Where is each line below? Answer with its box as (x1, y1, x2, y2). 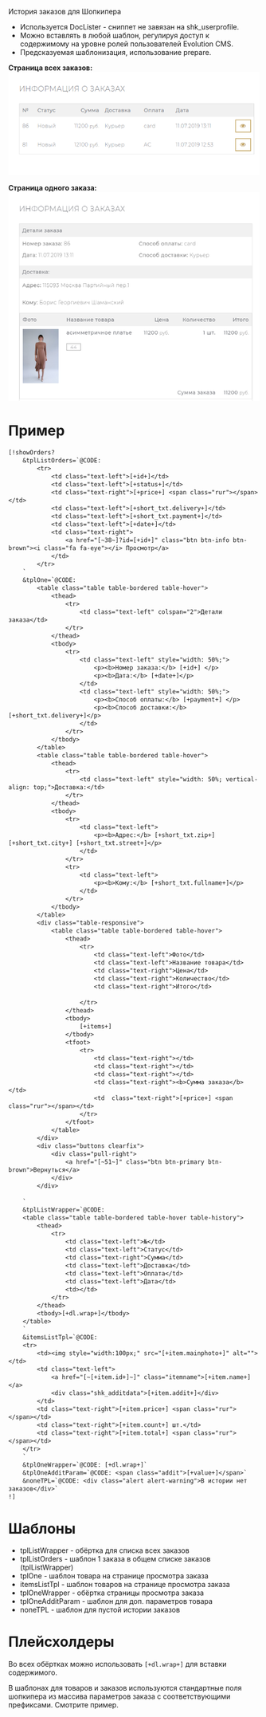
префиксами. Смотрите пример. (8, 1700, 119, 1710)
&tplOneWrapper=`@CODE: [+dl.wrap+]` (22, 1461, 148, 1469)
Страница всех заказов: (8, 63, 93, 73)
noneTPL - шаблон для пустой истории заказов (19, 1605, 181, 1615)
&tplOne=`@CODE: (22, 576, 77, 584)
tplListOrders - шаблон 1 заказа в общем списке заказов (19, 1554, 211, 1564)
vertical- (225, 776, 259, 784)
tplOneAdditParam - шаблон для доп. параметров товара (19, 1597, 213, 1606)
